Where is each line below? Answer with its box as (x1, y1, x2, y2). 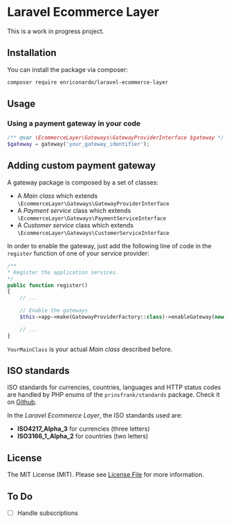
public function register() (7, 281, 89, 289)
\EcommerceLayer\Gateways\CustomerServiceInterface (17, 230, 169, 236)
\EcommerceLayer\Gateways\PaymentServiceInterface (17, 215, 167, 222)
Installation (7, 47, 57, 59)
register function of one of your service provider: (7, 249, 150, 257)
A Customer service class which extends (17, 221, 133, 229)
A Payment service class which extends (17, 206, 131, 214)
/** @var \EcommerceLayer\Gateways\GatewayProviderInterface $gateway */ (7, 134, 225, 142)
